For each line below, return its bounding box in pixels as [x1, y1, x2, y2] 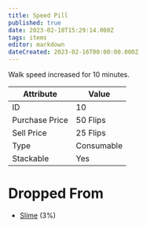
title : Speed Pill [8, 11, 68, 20]
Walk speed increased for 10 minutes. [8, 70, 130, 79]
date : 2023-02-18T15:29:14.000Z [8, 26, 114, 34]
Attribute [23, 88, 57, 99]
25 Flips [75, 128, 106, 138]
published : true [8, 19, 61, 27]
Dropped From [8, 184, 104, 203]
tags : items [8, 33, 47, 42]
